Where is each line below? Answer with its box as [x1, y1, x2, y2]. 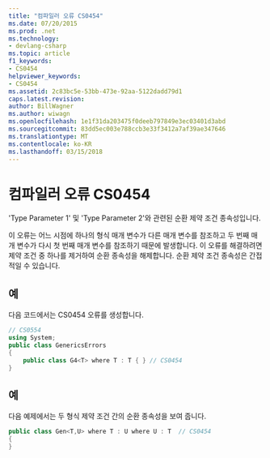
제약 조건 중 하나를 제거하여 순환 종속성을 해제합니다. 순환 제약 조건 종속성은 [8, 250, 248, 260]
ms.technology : [8, 34, 60, 43]
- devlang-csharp [8, 42, 67, 50]
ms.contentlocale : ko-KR [8, 139, 92, 148]
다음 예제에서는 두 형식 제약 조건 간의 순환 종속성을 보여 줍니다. [8, 411, 207, 422]
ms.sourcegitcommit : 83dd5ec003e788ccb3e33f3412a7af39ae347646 [8, 125, 226, 133]
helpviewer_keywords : [8, 72, 82, 80]
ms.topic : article [8, 49, 70, 58]
